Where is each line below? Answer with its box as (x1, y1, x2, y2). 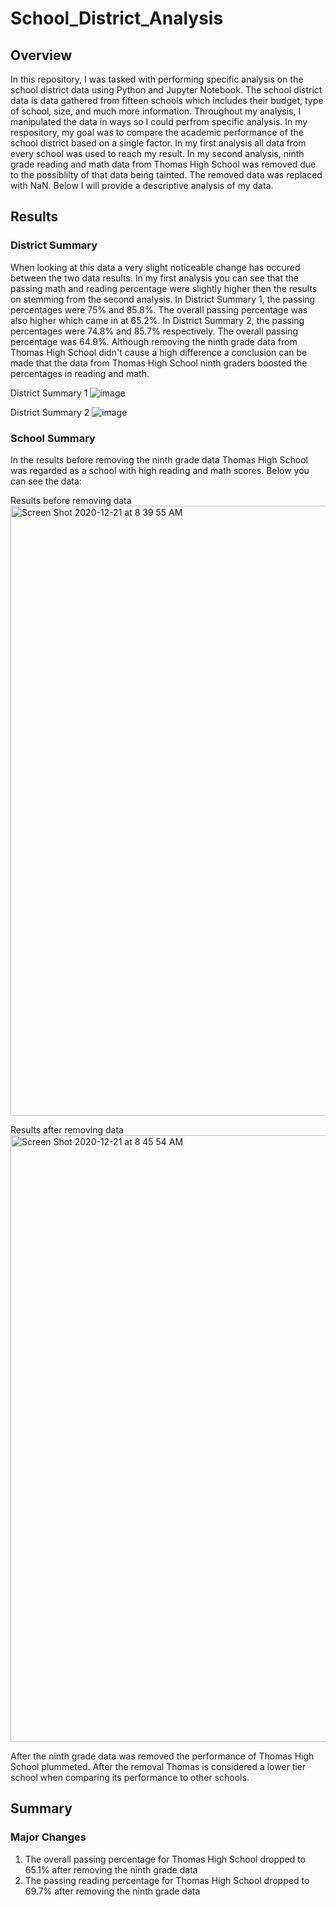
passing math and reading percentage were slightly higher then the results (10, 282, 318, 294)
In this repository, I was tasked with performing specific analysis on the (10, 73, 304, 85)
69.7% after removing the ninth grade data (24, 1885, 201, 1897)
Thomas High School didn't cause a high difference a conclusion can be (10, 346, 308, 358)
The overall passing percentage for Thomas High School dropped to (24, 1853, 307, 1865)
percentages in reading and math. (10, 367, 150, 379)
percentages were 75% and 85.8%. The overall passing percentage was (10, 303, 308, 316)
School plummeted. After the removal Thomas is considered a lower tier (10, 1760, 307, 1772)
